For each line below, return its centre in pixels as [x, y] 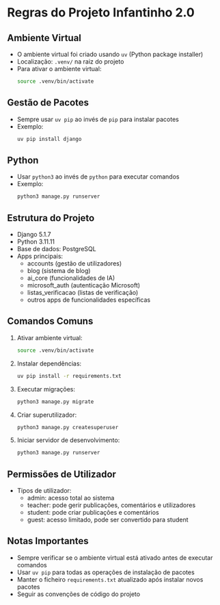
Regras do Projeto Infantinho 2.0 [101, 13]
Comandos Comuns [50, 321]
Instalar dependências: [49, 363]
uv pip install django [49, 139]
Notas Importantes [48, 541]
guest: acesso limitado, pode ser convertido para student [108, 520]
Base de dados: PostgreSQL [57, 249]
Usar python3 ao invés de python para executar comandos [98, 177]
